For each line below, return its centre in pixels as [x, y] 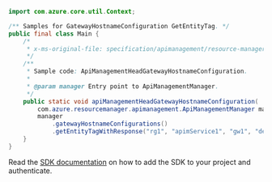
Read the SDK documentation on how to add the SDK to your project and [130, 162]
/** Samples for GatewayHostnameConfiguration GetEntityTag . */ [119, 26]
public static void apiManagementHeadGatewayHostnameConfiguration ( [141, 101]
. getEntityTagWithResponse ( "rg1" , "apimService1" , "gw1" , [151, 132]
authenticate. [30, 171]
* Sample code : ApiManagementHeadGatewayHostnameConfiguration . [137, 72]
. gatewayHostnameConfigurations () [110, 124]
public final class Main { [54, 34]
